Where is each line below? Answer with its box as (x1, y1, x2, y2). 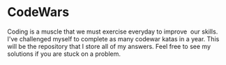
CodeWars (7, 4, 70, 20)
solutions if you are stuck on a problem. (7, 50, 121, 58)
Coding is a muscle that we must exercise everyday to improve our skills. (7, 27, 218, 36)
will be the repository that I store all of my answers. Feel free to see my (7, 42, 211, 50)
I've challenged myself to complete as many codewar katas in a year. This (7, 34, 220, 43)
